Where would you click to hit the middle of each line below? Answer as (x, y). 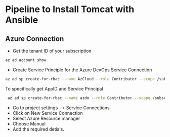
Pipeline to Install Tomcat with (70, 9)
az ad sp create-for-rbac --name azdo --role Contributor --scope (79, 98)
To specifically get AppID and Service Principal (54, 88)
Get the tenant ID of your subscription (52, 51)
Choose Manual (29, 124)
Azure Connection (35, 39)
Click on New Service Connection (48, 113)
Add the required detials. (38, 129)
